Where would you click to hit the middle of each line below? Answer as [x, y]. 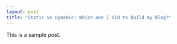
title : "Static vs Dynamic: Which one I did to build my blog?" [89, 17]
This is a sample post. [34, 34]
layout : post [23, 12]
